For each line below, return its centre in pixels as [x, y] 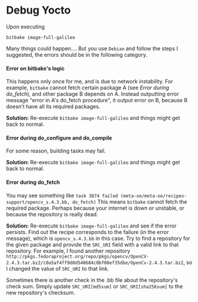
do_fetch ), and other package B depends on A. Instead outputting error [92, 94]
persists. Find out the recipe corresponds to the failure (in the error [88, 232]
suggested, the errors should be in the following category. [77, 54]
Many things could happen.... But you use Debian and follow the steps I [92, 48]
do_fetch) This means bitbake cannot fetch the [129, 202]
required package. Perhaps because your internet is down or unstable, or [95, 208]
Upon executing [26, 27]
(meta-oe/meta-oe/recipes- [154, 196]
